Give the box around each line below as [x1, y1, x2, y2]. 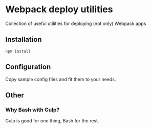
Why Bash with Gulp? [5, 106, 60, 113]
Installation [5, 35, 42, 44]
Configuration [5, 63, 51, 71]
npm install [5, 48, 31, 54]
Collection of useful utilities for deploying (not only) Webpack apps [5, 20, 146, 27]
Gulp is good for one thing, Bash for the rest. [5, 118, 99, 124]
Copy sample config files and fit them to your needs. [5, 76, 116, 82]
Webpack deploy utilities [5, 4, 113, 15]
